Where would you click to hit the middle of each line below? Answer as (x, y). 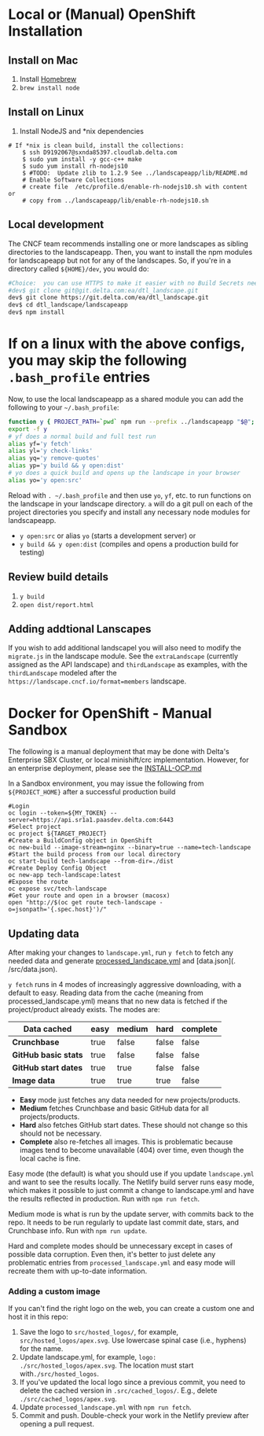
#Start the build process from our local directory (94, 855)
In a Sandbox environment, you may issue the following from (106, 783)
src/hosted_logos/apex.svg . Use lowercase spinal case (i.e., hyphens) (133, 1340)
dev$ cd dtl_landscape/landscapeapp (68, 305)
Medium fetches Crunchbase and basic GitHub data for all (114, 1108)
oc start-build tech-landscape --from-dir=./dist (91, 862)
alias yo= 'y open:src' (45, 480)
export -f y (27, 429)
